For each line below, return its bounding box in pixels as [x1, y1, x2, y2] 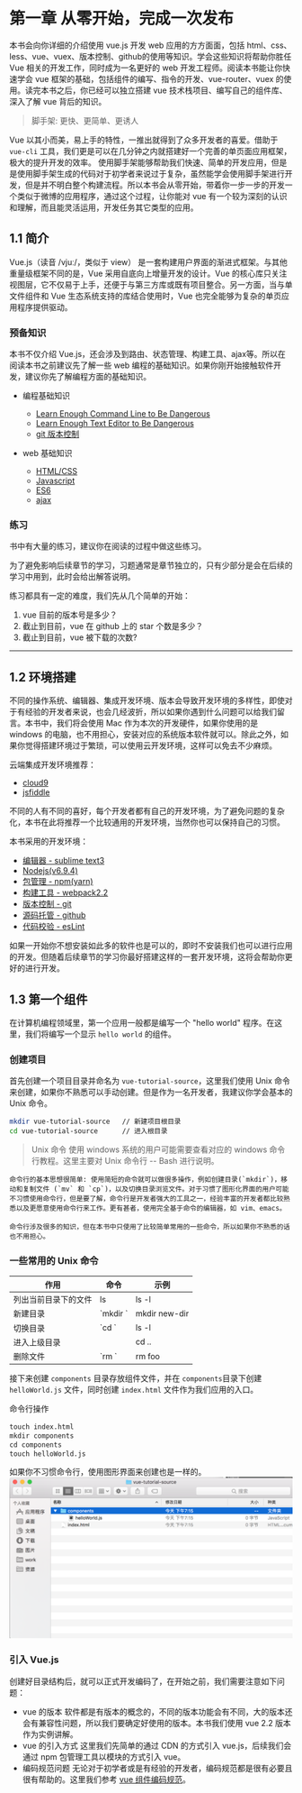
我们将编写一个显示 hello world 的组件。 [24, 1029, 177, 1039]
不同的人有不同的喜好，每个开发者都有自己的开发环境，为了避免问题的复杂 [9, 806, 285, 817]
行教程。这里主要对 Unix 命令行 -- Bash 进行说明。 [31, 1156, 219, 1166]
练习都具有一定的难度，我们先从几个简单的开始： [9, 590, 191, 601]
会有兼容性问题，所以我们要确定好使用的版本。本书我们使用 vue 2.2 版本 [22, 1717, 292, 1728]
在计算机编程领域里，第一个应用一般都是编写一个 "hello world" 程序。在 [9, 1017, 275, 1028]
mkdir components [9, 1431, 75, 1441]
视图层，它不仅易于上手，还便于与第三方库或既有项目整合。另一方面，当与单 [9, 279, 293, 289]
